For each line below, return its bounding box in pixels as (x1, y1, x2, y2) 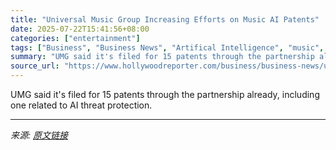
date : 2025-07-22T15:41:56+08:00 (10, 24, 150, 34)
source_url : (10, 61, 60, 71)
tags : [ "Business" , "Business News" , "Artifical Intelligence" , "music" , (10, 42, 325, 53)
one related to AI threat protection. (10, 99, 153, 111)
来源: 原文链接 (10, 129, 68, 141)
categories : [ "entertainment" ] (10, 33, 141, 43)
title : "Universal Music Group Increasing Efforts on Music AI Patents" (10, 14, 320, 25)
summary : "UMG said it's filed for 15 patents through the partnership (10, 52, 315, 62)
